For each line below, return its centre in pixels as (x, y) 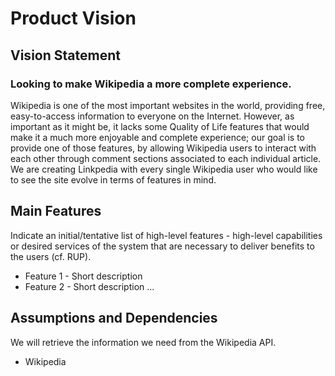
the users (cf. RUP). (51, 256)
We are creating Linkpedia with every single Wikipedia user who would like (164, 169)
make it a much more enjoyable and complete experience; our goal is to (158, 137)
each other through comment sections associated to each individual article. (166, 158)
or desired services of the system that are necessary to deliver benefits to (162, 246)
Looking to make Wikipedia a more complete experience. (151, 84)
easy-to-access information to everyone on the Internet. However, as (152, 116)
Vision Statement (65, 55)
